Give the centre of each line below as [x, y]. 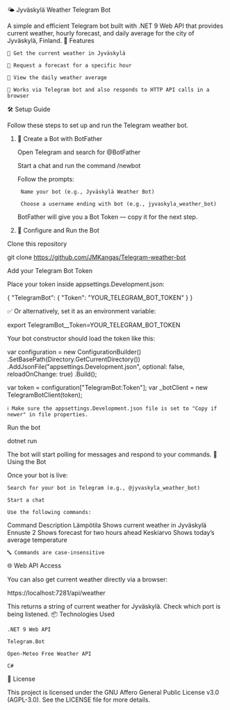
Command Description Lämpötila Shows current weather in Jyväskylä [107, 525]
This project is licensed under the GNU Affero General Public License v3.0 [113, 692]
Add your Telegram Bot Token [50, 271]
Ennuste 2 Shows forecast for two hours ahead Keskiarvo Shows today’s [111, 532]
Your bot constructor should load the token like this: [81, 338]
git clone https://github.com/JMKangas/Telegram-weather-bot [97, 257]
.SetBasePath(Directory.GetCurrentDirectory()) [74, 359]
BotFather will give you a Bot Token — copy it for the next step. [107, 217]
